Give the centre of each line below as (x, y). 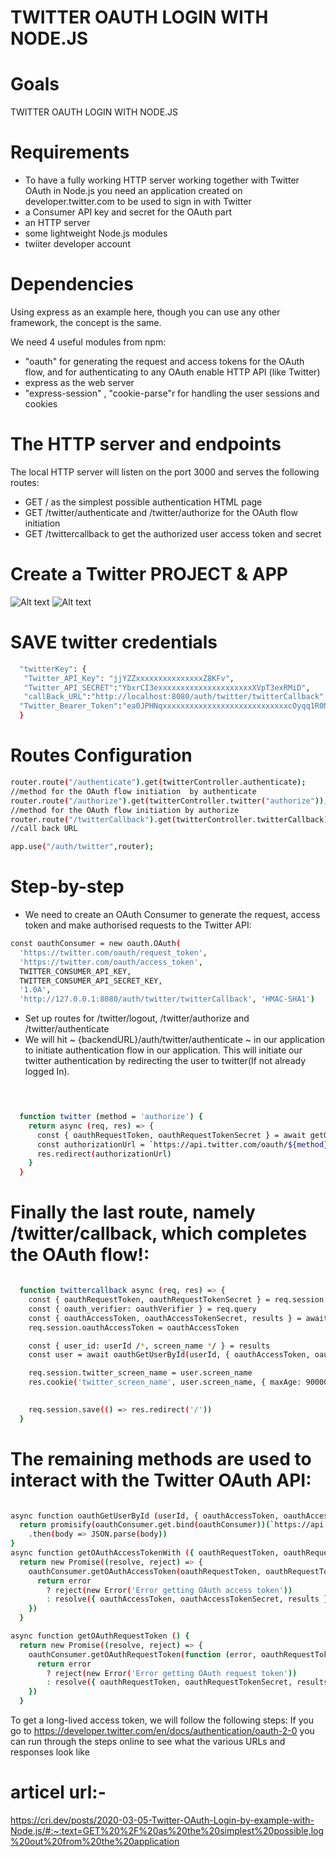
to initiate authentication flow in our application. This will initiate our (163, 1050)
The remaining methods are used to (161, 1458)
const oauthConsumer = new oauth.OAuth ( (96, 944)
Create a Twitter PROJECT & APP (149, 574)
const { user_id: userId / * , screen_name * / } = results (149, 1346)
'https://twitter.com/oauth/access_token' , (111, 962)
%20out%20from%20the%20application (95, 1841)
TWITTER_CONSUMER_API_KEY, (75, 971)
